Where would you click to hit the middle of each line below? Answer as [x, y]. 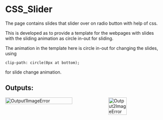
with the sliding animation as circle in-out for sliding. [59, 38]
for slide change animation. [33, 72]
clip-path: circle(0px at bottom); [43, 63]
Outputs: [19, 88]
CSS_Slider [29, 9]
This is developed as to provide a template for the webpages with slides [80, 33]
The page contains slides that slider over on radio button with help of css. [81, 23]
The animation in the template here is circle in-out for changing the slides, [82, 48]
